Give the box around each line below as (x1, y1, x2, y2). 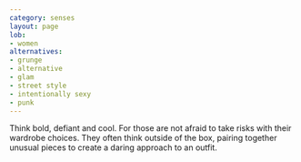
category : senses (9, 13, 75, 23)
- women (9, 38, 39, 48)
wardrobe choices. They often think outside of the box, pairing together (9, 133, 277, 144)
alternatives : (9, 47, 64, 56)
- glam (9, 73, 35, 82)
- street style (9, 81, 67, 90)
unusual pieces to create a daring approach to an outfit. (9, 142, 218, 153)
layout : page (9, 22, 59, 31)
